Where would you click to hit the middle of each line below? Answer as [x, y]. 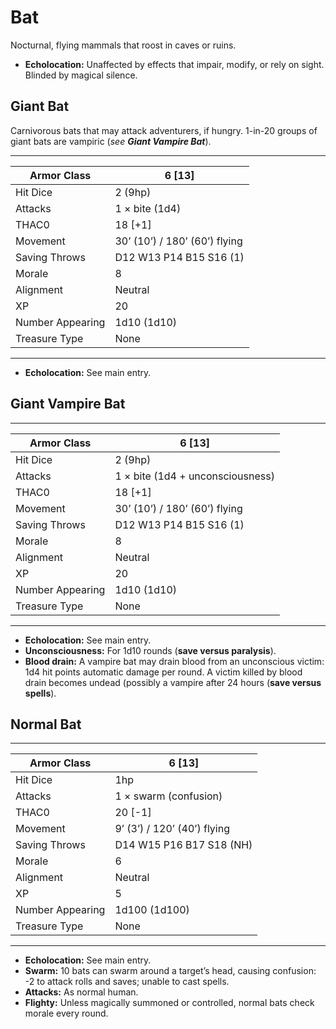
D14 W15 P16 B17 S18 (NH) [183, 845]
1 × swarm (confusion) [168, 796]
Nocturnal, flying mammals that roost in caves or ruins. [123, 45]
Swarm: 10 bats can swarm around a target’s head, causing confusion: [170, 971]
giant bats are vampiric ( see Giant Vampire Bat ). [111, 141]
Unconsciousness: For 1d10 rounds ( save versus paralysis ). [150, 650]
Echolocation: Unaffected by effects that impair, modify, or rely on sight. [174, 64]
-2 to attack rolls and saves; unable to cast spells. [127, 982]
